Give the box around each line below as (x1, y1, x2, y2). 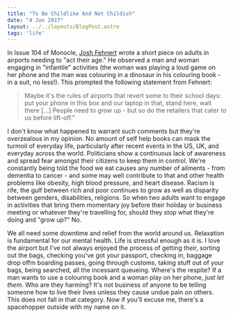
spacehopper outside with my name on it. (7, 303, 127, 311)
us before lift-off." (24, 114, 75, 122)
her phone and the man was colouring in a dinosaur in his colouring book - (7, 71, 221, 79)
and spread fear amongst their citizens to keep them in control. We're (7, 157, 207, 165)
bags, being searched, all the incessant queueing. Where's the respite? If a (7, 266, 222, 274)
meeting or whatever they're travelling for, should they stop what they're (7, 208, 214, 217)
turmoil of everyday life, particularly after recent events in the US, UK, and (7, 142, 219, 150)
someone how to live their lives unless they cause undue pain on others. (7, 288, 214, 296)
